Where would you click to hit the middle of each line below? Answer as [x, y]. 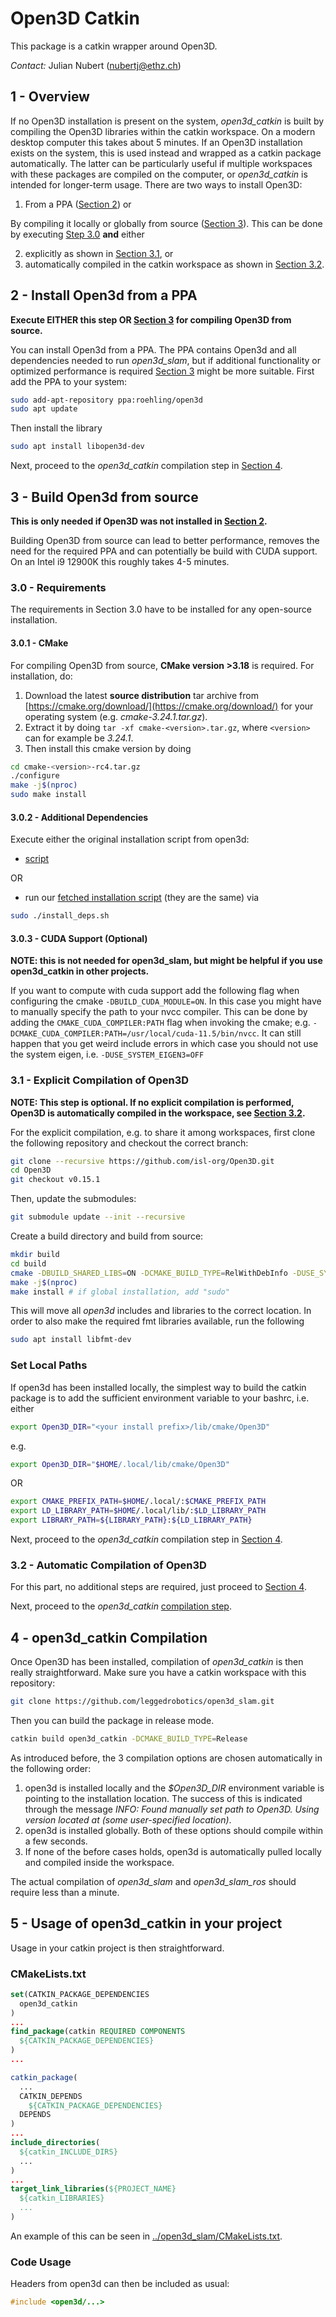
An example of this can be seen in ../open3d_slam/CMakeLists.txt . [146, 2236]
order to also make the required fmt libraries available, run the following [157, 1321]
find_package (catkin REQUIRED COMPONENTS [98, 2032]
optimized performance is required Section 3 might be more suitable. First [162, 371]
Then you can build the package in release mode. [112, 1720]
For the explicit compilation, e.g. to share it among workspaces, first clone [163, 1132]
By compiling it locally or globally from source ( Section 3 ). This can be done [166, 223]
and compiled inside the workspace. [99, 1862]
